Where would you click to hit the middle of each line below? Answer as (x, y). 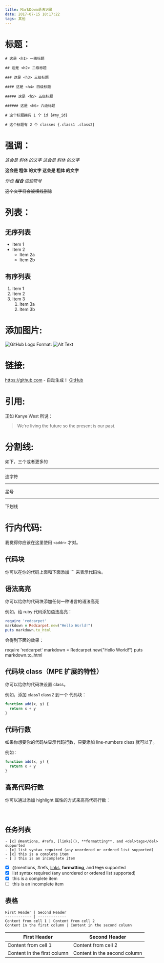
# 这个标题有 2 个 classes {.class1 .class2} (50, 125)
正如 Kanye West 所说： (29, 416)
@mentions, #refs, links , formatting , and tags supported (69, 867)
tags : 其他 (15, 19)
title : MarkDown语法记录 (29, 10)
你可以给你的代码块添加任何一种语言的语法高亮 (52, 602)
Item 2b (27, 260)
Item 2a (27, 255)
